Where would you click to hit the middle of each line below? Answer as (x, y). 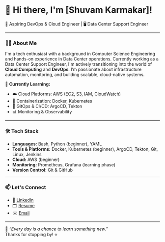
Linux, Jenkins (27, 154)
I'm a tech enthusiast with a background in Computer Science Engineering (80, 54)
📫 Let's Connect (26, 188)
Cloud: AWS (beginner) (36, 160)
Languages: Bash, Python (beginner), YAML (57, 144)
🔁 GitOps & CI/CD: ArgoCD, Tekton (47, 106)
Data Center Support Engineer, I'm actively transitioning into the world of (79, 64)
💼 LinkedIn (23, 200)
